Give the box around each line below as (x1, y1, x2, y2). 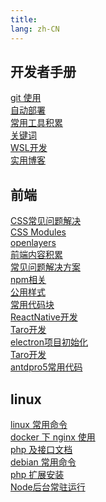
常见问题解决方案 (10, 261, 81, 273)
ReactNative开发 (10, 311, 78, 323)
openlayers (10, 237, 57, 249)
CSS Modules (10, 226, 67, 238)
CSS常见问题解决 (10, 215, 82, 227)
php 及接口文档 (10, 443, 73, 455)
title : (10, 14, 38, 25)
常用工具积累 (10, 117, 63, 129)
